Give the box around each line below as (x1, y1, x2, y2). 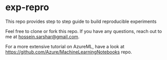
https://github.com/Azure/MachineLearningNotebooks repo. (5, 49, 132, 55)
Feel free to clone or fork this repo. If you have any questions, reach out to (5, 28, 162, 34)
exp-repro (5, 2, 50, 13)
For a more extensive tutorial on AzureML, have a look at (5, 43, 124, 49)
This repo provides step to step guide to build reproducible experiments (5, 18, 157, 24)
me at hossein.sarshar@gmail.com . (5, 34, 80, 40)
